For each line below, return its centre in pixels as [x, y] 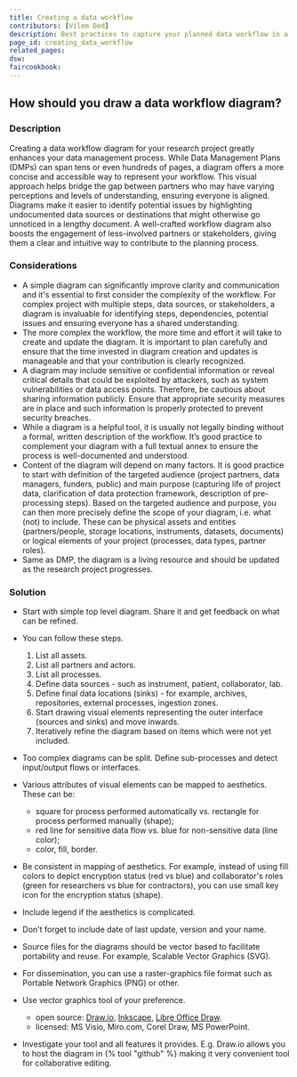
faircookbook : [36, 68]
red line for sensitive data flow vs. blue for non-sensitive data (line [157, 830]
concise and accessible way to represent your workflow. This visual [133, 176]
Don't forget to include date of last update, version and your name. [144, 930]
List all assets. [61, 656]
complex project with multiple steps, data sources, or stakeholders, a [148, 304]
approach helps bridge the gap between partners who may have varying [142, 186]
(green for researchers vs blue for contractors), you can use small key [150, 885]
